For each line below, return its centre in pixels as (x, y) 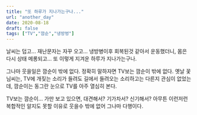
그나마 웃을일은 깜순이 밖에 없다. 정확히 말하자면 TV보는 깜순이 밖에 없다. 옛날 (96, 71)
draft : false (22, 28)
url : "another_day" (30, 17)
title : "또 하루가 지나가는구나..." (45, 12)
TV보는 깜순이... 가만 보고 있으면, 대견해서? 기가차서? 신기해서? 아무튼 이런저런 (97, 99)
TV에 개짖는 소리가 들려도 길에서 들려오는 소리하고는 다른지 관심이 (99, 79)
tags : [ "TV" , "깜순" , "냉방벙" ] (40, 34)
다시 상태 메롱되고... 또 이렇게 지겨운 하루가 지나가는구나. (72, 59)
